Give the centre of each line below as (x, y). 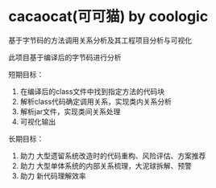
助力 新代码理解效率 (53, 176)
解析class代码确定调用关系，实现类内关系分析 (96, 101)
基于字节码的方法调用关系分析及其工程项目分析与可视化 (100, 40)
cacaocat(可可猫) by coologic (108, 16)
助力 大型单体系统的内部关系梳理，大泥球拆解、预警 (106, 166)
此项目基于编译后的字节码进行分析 (65, 57)
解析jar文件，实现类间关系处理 (70, 111)
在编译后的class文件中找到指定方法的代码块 (92, 91)
